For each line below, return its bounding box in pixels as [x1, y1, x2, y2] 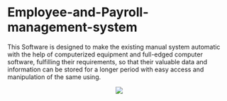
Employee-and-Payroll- [7, 4, 149, 20]
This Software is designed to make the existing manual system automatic [7, 42, 221, 51]
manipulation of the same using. [7, 72, 101, 81]
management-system [7, 19, 138, 35]
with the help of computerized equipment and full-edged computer [7, 50, 204, 59]
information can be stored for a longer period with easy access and [7, 65, 204, 73]
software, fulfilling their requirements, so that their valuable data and [7, 57, 208, 66]
